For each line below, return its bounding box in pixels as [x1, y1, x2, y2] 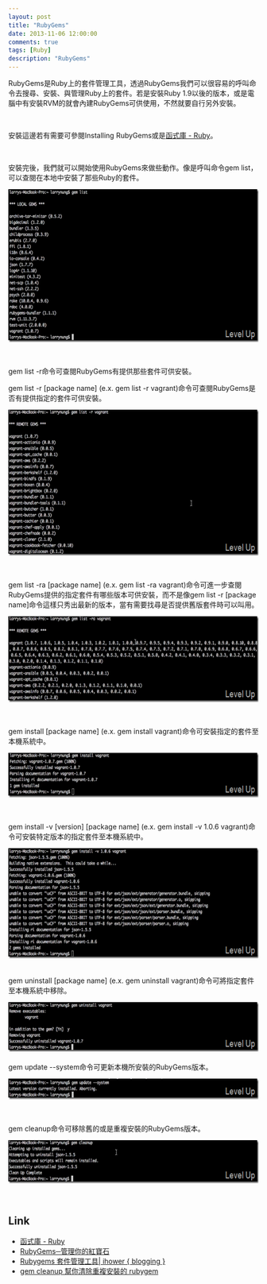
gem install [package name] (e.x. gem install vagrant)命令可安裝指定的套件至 [8, 727, 259, 736]
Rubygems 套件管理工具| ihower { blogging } [19, 1256, 165, 1266]
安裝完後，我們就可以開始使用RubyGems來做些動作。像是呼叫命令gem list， [8, 163, 258, 172]
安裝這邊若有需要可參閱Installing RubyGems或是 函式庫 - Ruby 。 [8, 131, 218, 140]
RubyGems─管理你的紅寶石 [19, 1246, 110, 1255]
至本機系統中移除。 [8, 986, 72, 995]
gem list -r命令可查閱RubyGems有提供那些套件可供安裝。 [8, 366, 196, 376]
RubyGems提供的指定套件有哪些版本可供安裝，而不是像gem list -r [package [8, 590, 257, 599]
